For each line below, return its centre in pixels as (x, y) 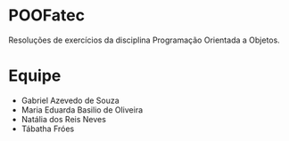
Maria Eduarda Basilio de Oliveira (82, 110)
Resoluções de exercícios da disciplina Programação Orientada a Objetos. (144, 40)
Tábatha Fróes (48, 129)
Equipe (35, 76)
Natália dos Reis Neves (63, 119)
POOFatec (47, 16)
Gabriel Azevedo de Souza (70, 100)
